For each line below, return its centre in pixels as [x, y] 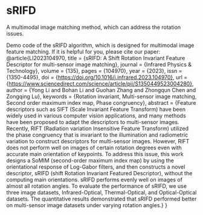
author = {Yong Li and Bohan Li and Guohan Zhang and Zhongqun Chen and [101, 90]
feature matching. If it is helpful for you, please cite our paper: [83, 51]
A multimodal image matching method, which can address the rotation [94, 27]
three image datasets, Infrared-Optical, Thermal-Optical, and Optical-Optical [101, 192]
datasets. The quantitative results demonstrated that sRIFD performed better [101, 199]
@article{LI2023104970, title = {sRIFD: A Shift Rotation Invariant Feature [96, 58]
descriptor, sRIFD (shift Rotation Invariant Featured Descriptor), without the [99, 173]
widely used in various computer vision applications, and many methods [96, 116]
